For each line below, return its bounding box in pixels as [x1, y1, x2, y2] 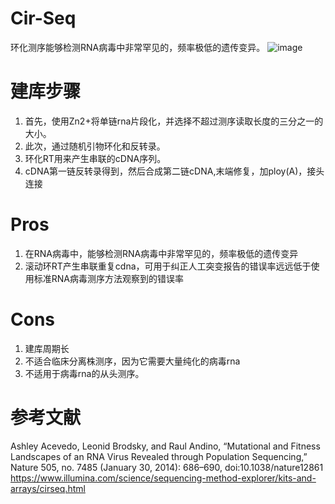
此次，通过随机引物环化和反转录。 [24, 140, 166, 152]
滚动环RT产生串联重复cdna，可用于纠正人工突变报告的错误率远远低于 [24, 260, 312, 272]
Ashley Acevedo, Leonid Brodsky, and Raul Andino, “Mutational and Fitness [10, 440, 321, 452]
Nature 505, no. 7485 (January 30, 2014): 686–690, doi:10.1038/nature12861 [10, 461, 324, 473]
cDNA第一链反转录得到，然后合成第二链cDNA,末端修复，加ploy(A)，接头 [24, 165, 325, 177]
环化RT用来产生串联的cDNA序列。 [24, 152, 167, 164]
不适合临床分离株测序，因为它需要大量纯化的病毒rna [24, 355, 241, 367]
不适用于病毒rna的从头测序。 [24, 367, 145, 379]
